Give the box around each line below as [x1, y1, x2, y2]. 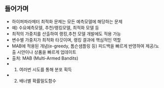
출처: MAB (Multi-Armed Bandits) [11, 55, 78, 61]
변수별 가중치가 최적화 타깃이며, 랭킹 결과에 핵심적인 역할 [11, 37, 121, 43]
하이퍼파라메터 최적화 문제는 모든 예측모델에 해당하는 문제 [11, 19, 123, 24]
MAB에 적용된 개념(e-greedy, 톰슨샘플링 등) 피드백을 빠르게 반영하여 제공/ [11, 43, 156, 49]
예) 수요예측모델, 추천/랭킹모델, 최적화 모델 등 [11, 24, 99, 30]
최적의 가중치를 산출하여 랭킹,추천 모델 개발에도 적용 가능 [11, 31, 121, 37]
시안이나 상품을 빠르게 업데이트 [17, 49, 77, 55]
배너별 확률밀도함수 [19, 78, 57, 84]
